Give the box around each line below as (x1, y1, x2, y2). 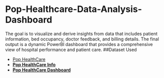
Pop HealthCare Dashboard (12, 66, 71, 73)
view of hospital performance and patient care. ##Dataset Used (5, 46, 137, 52)
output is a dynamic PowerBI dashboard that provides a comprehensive (5, 41, 153, 47)
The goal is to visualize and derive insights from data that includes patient (5, 30, 158, 36)
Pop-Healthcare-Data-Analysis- (5, 3, 142, 15)
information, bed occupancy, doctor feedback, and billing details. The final (5, 36, 159, 42)
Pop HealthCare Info (12, 61, 56, 67)
